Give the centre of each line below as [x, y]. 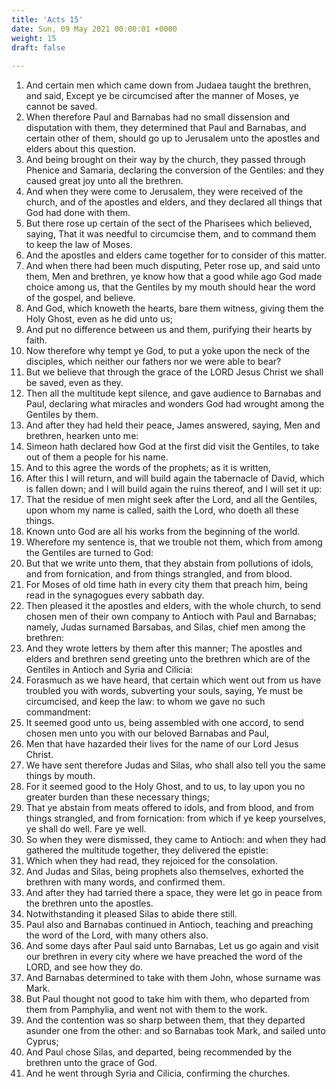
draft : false [38, 47]
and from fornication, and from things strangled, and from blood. [159, 574]
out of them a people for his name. [97, 457]
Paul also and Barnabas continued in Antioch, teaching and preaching [169, 925]
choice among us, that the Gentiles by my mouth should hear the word [170, 287]
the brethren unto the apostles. [89, 903]
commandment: [58, 712]
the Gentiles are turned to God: [89, 553]
